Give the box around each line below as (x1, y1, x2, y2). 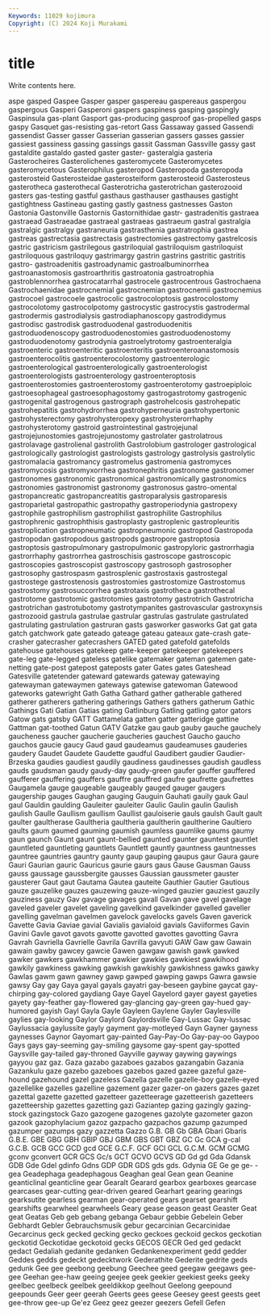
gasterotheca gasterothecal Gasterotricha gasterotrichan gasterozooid (8, 183, 243, 192)
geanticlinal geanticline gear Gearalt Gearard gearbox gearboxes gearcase (8, 1178, 256, 1187)
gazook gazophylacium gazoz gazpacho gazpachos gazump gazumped (8, 1118, 248, 1128)
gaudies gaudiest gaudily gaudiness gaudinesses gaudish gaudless (36, 757, 262, 767)
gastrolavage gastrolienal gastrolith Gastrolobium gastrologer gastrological (8, 439, 256, 449)
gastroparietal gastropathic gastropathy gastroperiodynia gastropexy (8, 500, 238, 510)
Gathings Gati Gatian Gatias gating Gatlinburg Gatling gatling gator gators (8, 706, 252, 716)
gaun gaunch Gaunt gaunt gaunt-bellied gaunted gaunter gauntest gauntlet (8, 834, 258, 844)
